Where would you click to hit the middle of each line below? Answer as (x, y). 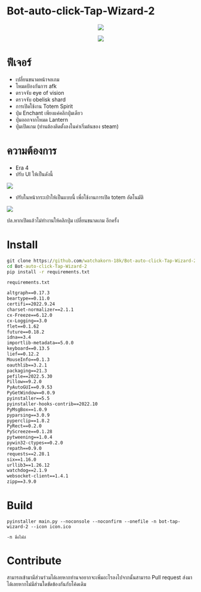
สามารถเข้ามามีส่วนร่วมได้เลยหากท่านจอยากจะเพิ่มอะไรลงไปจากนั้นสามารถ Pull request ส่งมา (100, 577)
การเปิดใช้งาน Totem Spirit (44, 106)
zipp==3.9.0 (21, 482)
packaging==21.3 (27, 371)
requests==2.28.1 (28, 454)
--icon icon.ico (51, 526)
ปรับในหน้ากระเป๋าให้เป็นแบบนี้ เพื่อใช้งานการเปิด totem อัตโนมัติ (79, 197)
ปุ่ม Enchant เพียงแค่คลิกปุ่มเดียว (49, 113)
